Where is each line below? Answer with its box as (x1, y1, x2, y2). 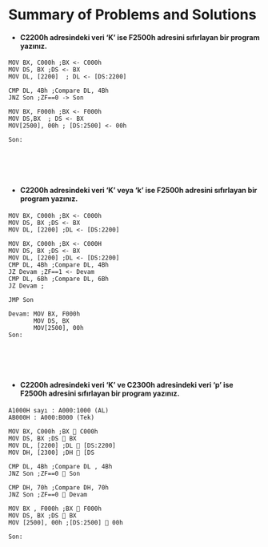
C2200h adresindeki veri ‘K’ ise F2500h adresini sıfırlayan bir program (19, 32, 260, 42)
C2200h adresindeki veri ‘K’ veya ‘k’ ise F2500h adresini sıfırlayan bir (19, 185, 258, 195)
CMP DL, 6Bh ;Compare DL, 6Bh (8, 275, 110, 283)
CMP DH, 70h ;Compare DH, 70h (8, 483, 110, 492)
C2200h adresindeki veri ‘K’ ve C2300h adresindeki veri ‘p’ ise (19, 380, 234, 390)
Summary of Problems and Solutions (8, 6, 257, 24)
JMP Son (8, 296, 34, 304)
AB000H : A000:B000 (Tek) (8, 413, 94, 421)
